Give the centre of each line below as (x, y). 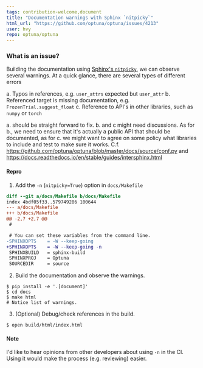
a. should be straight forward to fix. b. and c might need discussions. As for (101, 125)
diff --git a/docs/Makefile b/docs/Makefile (64, 196)
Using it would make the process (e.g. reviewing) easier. (77, 359)
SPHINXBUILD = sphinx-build (47, 253)
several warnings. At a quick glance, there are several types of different (96, 76)
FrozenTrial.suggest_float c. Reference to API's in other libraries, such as (100, 107)
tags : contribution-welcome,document (54, 12)
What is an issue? (33, 56)
